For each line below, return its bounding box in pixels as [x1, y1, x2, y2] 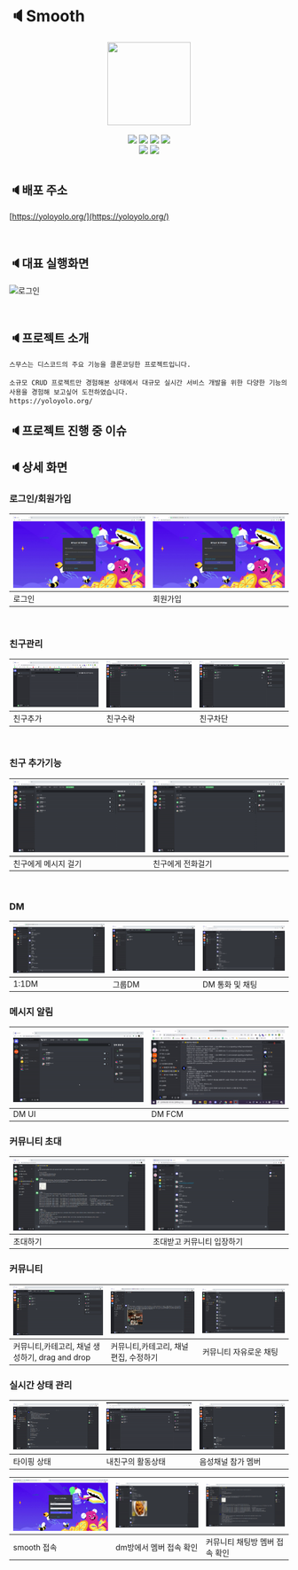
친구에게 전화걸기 [153, 858, 213, 869]
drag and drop [38, 1352, 91, 1363]
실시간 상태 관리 [9, 1379, 73, 1391]
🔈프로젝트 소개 [9, 331, 90, 346]
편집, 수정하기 [110, 1352, 158, 1363]
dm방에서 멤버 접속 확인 [114, 1542, 198, 1552]
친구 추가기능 [9, 757, 62, 769]
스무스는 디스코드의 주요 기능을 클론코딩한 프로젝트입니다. [9, 360, 192, 370]
